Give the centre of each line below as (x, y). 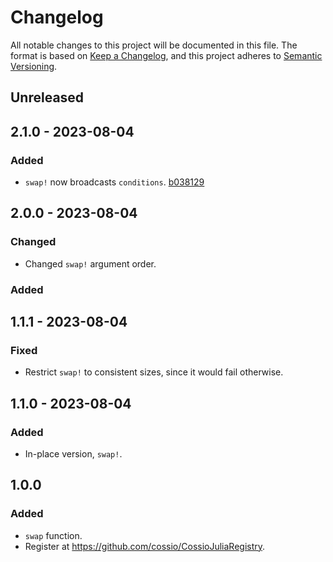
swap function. (53, 535)
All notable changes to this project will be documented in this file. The (154, 45)
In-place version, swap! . (73, 454)
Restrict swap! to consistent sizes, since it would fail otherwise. (154, 372)
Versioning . (34, 66)
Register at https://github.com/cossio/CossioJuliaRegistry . (145, 546)
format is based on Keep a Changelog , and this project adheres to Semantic (166, 55)
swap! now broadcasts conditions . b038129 (114, 182)
